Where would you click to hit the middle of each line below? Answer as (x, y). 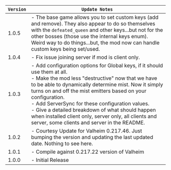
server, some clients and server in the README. (88, 123)
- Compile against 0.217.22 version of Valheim (88, 152)
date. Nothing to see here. (62, 143)
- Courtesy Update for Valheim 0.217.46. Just (87, 131)
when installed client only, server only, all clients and (94, 116)
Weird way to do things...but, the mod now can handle (95, 43)
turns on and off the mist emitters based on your (89, 91)
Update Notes (97, 9)
